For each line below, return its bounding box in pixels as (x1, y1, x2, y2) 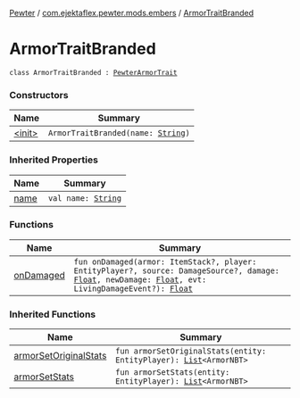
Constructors (9, 88, 69, 101)
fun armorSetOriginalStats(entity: (115, 346, 267, 356)
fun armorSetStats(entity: (115, 368, 230, 377)
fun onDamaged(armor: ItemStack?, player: (73, 256, 257, 267)
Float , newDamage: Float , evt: (73, 274, 207, 285)
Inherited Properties (9, 153, 98, 166)
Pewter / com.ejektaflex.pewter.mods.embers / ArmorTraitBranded (9, 8, 254, 18)
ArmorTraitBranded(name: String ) (47, 129, 190, 138)
